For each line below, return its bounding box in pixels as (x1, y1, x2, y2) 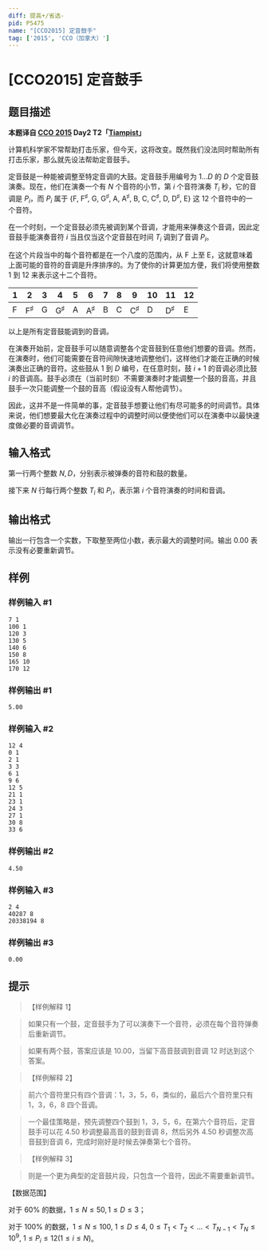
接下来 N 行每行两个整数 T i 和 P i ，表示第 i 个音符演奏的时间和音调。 (8, 485, 230, 497)
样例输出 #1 (8, 684, 52, 695)
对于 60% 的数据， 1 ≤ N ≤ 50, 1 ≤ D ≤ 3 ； (8, 1205, 146, 1215)
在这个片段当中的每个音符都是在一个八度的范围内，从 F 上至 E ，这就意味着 (8, 250, 254, 260)
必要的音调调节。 (22, 420, 78, 430)
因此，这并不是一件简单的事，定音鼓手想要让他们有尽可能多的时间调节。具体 (8, 400, 260, 410)
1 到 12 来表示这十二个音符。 (8, 270, 101, 280)
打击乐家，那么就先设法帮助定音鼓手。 (8, 155, 134, 165)
